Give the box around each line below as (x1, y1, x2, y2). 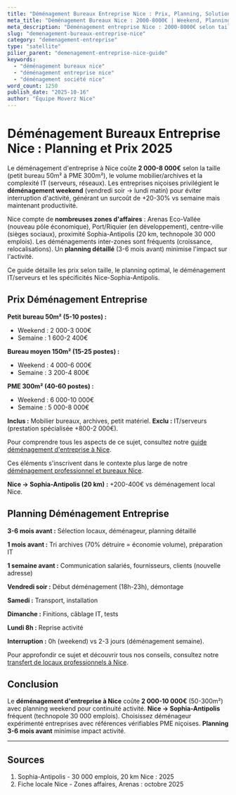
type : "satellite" (7, 43, 61, 50)
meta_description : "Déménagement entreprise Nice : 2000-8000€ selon (7, 23, 216, 30)
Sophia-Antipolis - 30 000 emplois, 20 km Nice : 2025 (17, 772, 174, 781)
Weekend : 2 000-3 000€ (17, 326, 92, 334)
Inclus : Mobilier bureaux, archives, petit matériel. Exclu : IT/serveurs (7, 416, 207, 425)
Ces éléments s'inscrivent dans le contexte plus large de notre (7, 459, 188, 467)
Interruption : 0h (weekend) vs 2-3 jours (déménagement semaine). (7, 637, 205, 645)
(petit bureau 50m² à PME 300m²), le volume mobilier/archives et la (7, 171, 203, 179)
